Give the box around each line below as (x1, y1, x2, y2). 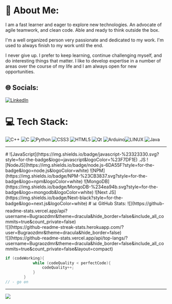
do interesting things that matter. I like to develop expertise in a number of (5, 57, 161, 63)
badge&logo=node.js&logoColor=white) (5, 167, 89, 173)
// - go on (5, 279, 29, 285)
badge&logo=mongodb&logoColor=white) (5, 189, 94, 195)
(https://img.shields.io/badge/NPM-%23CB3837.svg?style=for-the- (5, 172, 147, 179)
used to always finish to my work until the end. (5, 42, 103, 48)
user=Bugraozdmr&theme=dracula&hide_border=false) (5, 229, 122, 235)
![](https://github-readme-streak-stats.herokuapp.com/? (5, 224, 124, 230)
